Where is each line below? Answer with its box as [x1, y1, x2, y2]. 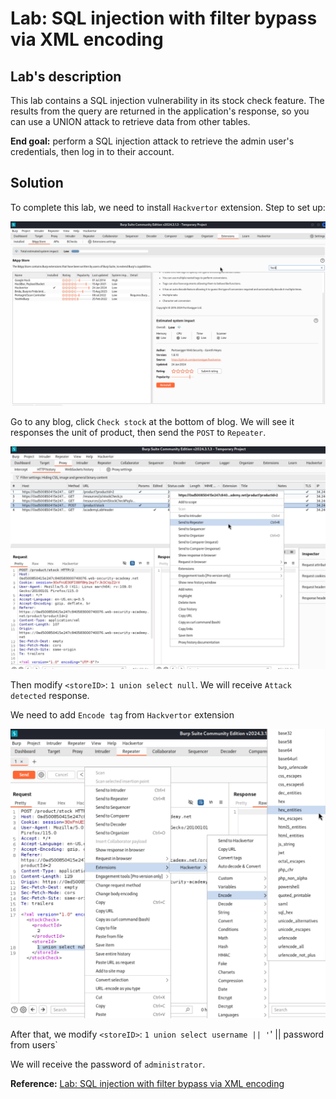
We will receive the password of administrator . [10, 1058, 206, 1070]
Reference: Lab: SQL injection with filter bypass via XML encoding [10, 1077, 285, 1089]
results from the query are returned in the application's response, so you [10, 105, 310, 117]
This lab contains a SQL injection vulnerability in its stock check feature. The [10, 95, 325, 106]
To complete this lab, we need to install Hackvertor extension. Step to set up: [10, 201, 326, 213]
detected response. [10, 690, 90, 702]
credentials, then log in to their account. [10, 146, 175, 157]
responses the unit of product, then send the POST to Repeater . [10, 427, 267, 439]
